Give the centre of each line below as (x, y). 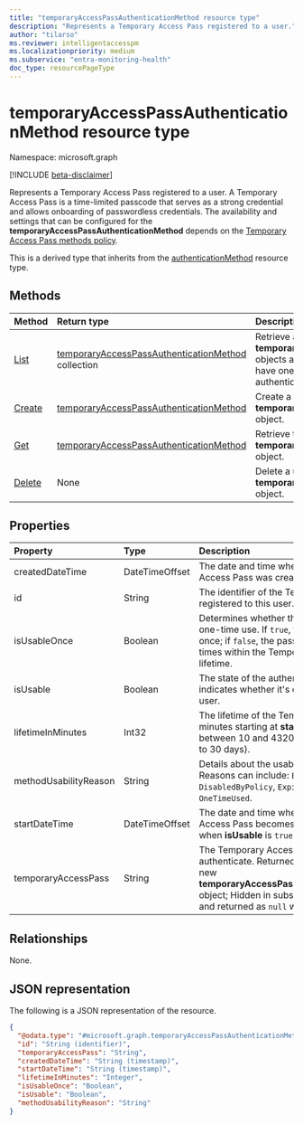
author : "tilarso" (44, 34)
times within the (232, 652)
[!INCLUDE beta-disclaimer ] (61, 175)
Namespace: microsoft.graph (64, 157)
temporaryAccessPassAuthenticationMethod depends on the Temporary (148, 231)
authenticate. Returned (247, 862)
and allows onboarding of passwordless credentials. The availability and (143, 211)
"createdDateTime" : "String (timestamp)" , (98, 1061)
